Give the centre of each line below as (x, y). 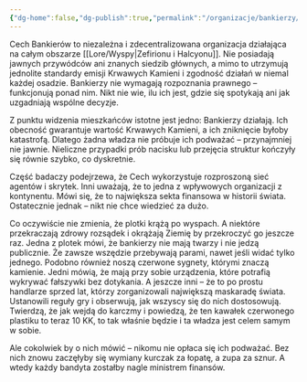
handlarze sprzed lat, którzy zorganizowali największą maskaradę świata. (148, 291)
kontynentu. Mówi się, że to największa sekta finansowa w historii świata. (148, 196)
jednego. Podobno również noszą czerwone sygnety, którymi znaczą (139, 262)
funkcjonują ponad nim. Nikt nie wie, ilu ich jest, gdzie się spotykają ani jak (150, 92)
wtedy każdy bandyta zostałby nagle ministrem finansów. (117, 367)
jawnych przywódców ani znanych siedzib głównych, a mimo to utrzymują (149, 63)
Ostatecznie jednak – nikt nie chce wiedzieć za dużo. (109, 206)
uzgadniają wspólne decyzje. (64, 102)
